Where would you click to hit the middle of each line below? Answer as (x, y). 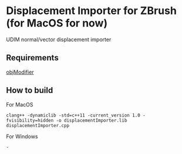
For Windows (22, 136)
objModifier (20, 72)
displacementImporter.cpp (38, 125)
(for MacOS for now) (57, 23)
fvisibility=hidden (30, 120)
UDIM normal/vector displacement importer (59, 39)
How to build (30, 90)
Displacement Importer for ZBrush (92, 11)
